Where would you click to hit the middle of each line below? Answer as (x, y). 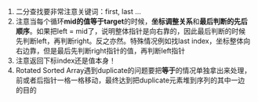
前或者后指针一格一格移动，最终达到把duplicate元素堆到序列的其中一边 (130, 80)
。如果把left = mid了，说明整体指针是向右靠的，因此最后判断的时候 (137, 31)
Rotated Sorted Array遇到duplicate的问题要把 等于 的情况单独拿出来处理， (133, 70)
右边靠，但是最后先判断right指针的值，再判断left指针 (100, 51)
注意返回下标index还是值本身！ (65, 60)
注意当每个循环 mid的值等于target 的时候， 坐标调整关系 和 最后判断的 (125, 21)
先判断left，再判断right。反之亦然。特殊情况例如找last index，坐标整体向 (133, 41)
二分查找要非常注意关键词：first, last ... (78, 11)
